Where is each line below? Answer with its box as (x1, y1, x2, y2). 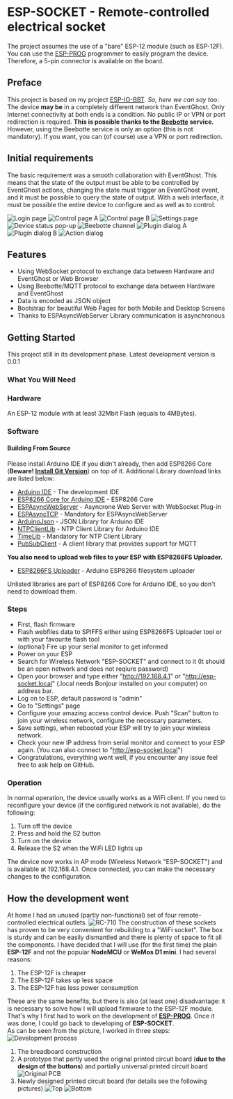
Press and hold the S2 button (17, 829, 101, 838)
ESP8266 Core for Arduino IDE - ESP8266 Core (17, 495, 154, 503)
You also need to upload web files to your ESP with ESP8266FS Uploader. (7, 553, 223, 561)
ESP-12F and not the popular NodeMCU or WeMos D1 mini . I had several (7, 947, 217, 956)
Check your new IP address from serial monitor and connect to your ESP (17, 738, 225, 747)
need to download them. (7, 587, 77, 595)
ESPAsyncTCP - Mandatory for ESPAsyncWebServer (17, 510, 168, 518)
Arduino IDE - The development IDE (17, 487, 120, 496)
